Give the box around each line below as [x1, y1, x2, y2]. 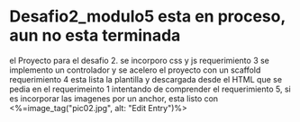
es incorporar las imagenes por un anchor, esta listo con [9, 92, 219, 104]
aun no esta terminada [9, 25, 181, 46]
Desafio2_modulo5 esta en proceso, [9, 6, 286, 27]
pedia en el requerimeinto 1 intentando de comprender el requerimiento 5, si [9, 83, 291, 94]
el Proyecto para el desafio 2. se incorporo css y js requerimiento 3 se [9, 55, 270, 65]
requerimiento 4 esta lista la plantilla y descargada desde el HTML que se [9, 74, 282, 84]
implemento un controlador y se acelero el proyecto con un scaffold [9, 65, 261, 75]
